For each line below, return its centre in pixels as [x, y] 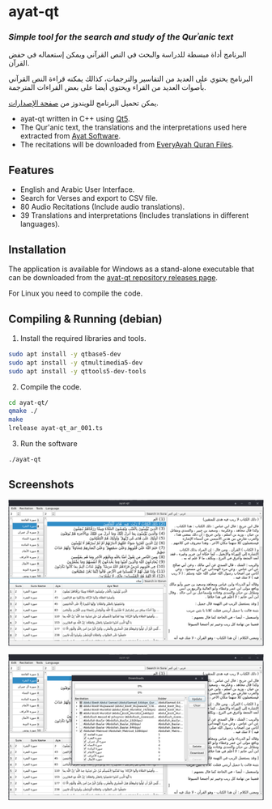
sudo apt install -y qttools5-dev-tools [78, 371]
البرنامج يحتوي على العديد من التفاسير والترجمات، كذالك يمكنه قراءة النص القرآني [131, 79]
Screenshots [41, 485]
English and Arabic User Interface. [77, 189]
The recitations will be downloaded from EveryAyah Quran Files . [127, 145]
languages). [40, 224]
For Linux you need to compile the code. [76, 293]
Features [31, 170]
